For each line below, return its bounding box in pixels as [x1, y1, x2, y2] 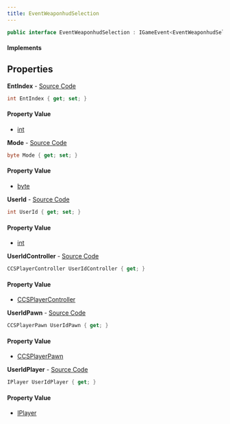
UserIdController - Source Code [7, 252, 99, 260]
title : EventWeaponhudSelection [7, 10, 99, 17]
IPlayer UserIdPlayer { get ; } [7, 379, 97, 386]
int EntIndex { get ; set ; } [7, 95, 88, 102]
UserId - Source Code [7, 195, 70, 203]
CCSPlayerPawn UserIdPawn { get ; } [7, 322, 109, 329]
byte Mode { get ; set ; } [7, 152, 78, 159]
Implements [7, 44, 42, 52]
